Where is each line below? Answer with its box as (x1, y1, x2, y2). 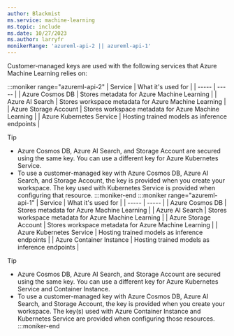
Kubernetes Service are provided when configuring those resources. (17, 314, 215, 323)
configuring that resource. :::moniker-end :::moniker (17, 191, 167, 199)
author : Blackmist (7, 10, 61, 17)
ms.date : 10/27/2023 (7, 29, 68, 37)
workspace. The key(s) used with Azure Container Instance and (17, 307, 201, 315)
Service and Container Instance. (17, 285, 110, 293)
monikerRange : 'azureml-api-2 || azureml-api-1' (7, 43, 152, 49)
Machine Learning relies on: (7, 69, 87, 77)
